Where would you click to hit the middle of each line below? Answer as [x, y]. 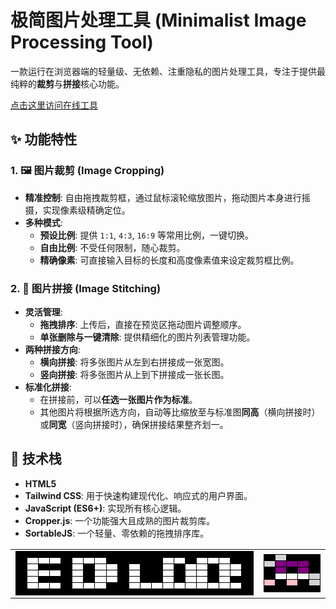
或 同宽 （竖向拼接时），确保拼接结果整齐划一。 [134, 424]
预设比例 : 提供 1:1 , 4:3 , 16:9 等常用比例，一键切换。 [147, 235]
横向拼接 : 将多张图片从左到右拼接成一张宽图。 [134, 362]
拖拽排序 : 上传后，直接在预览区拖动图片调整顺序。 [143, 324]
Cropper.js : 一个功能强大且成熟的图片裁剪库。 [120, 520]
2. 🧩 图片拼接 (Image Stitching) [86, 288]
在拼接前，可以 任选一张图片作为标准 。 [118, 399]
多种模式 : [43, 222]
